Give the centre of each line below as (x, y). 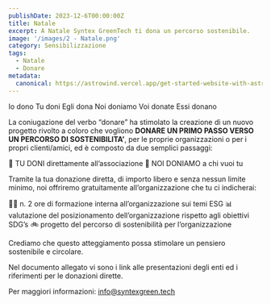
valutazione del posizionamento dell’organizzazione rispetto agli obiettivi (129, 215)
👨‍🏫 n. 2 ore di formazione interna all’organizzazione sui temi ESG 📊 (121, 203)
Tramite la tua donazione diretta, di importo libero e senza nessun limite (127, 179)
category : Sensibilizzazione (57, 46)
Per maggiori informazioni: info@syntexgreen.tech (92, 291)
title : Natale (32, 23)
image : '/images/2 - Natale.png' (65, 38)
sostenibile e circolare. (46, 252)
